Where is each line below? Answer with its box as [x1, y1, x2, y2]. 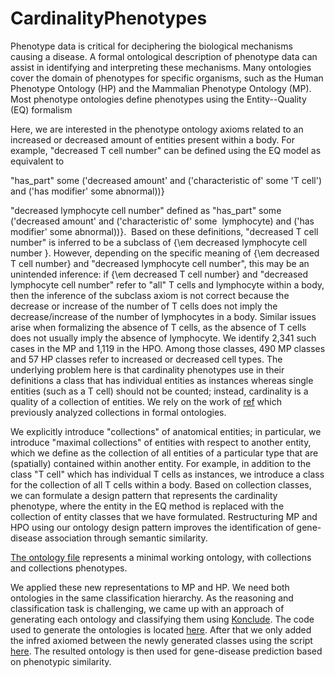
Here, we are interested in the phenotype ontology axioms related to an [10, 123, 304, 135]
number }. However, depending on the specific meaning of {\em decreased [10, 247, 320, 259]
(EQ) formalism [10, 103, 73, 116]
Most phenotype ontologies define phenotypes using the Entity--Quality [10, 93, 307, 105]
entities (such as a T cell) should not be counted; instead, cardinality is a [10, 385, 309, 397]
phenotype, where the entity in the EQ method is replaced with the [10, 500, 285, 512]
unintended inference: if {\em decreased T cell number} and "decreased [10, 268, 308, 280]
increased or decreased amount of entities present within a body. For [10, 133, 295, 146]
